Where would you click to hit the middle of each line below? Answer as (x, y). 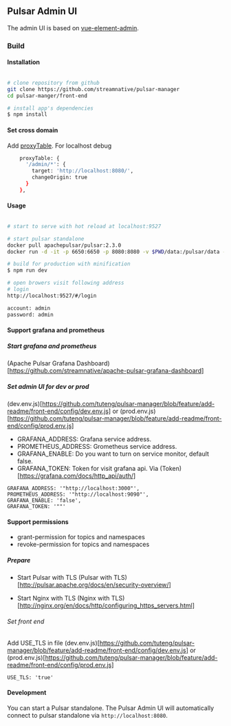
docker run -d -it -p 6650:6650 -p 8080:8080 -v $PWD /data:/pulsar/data (113, 252)
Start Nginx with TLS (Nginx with (63, 598)
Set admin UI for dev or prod (48, 386)
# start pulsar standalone (46, 239)
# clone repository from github (53, 83)
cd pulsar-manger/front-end (47, 96)
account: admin (29, 308)
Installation (23, 62)
